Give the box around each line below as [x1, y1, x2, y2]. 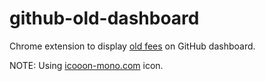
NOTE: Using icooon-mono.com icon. [9, 59, 164, 71]
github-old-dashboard [9, 7, 200, 30]
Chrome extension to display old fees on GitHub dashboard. [9, 40, 256, 52]
